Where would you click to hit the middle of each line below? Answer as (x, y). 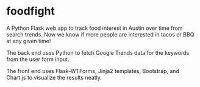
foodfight (30, 11)
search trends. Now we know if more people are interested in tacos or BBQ (100, 34)
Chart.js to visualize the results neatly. (54, 77)
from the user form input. (38, 59)
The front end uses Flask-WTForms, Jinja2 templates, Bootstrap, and (93, 71)
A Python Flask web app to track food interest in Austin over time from (95, 28)
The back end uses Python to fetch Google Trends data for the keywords (98, 52)
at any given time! (29, 41)
